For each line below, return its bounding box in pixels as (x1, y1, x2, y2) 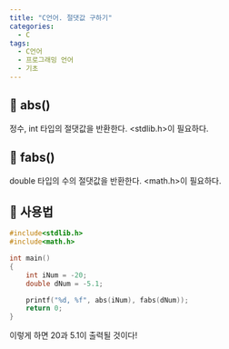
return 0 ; (25, 304, 64, 314)
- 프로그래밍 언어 (17, 55, 75, 65)
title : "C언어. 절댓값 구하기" (9, 13, 113, 23)
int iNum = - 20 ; (25, 270, 88, 280)
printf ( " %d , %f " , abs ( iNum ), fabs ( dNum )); (25, 295, 189, 304)
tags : (9, 38, 30, 48)
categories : (9, 22, 55, 31)
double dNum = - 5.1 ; (25, 279, 104, 288)
